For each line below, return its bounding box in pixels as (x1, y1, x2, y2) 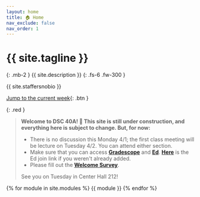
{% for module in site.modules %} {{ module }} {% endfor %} (6, 184, 157, 192)
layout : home (6, 8, 39, 15)
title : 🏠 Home (6, 14, 44, 20)
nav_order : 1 (6, 25, 39, 32)
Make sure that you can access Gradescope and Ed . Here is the (29, 148, 189, 156)
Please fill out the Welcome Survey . (29, 162, 120, 169)
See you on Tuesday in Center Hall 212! (20, 173, 118, 180)
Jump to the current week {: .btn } (6, 94, 89, 102)
